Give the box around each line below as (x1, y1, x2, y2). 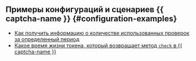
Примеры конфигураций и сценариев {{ (5, 5, 164, 15)
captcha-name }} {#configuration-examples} (5, 14, 178, 24)
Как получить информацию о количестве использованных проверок (14, 29, 190, 36)
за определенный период (14, 35, 80, 43)
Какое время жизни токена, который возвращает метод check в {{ (14, 42, 183, 49)
